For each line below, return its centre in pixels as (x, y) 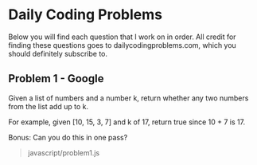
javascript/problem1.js (64, 152)
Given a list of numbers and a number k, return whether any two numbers (128, 98)
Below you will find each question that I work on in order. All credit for (122, 37)
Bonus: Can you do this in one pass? (68, 137)
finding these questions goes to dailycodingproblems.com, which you (122, 45)
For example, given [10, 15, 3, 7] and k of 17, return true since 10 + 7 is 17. (127, 122)
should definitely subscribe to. (58, 53)
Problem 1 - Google (56, 79)
